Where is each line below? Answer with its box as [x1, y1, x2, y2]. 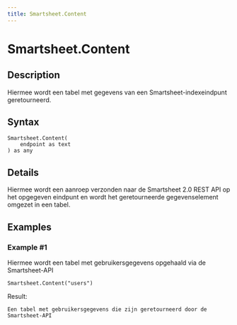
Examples [7, 221, 52, 233]
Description [7, 69, 60, 82]
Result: [7, 292, 28, 300]
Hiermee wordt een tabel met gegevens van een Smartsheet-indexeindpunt [7, 88, 228, 97]
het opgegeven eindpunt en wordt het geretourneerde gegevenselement [7, 193, 219, 202]
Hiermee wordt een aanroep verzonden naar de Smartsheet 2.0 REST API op [7, 185, 231, 194]
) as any [7, 147, 33, 155]
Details [7, 166, 39, 178]
